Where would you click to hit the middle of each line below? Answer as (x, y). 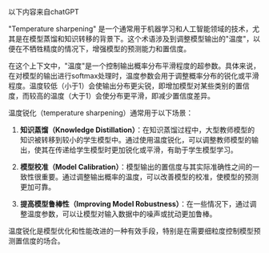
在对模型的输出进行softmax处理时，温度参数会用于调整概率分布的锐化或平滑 (134, 76)
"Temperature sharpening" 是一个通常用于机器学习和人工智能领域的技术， (130, 29)
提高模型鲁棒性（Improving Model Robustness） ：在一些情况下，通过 (134, 204)
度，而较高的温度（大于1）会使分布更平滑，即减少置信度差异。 (111, 96)
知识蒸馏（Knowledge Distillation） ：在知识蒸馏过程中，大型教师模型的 (137, 130)
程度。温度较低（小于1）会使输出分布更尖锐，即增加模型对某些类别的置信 (129, 86)
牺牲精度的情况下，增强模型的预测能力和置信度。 (110, 49)
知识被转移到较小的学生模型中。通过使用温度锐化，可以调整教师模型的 (136, 140)
